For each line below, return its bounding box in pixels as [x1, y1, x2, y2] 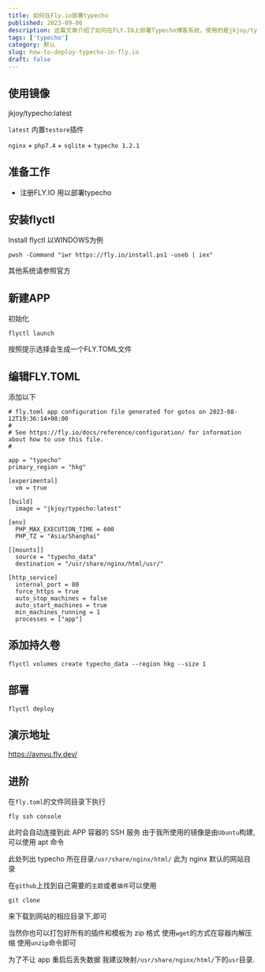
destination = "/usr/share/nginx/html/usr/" [15, 560, 164, 568]
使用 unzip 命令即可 [17, 938, 77, 948]
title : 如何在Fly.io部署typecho [8, 11, 109, 20]
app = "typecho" [8, 456, 62, 464]
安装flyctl [8, 212, 55, 226]
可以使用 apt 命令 [8, 838, 65, 847]
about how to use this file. [8, 435, 104, 443]
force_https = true [15, 587, 80, 595]
